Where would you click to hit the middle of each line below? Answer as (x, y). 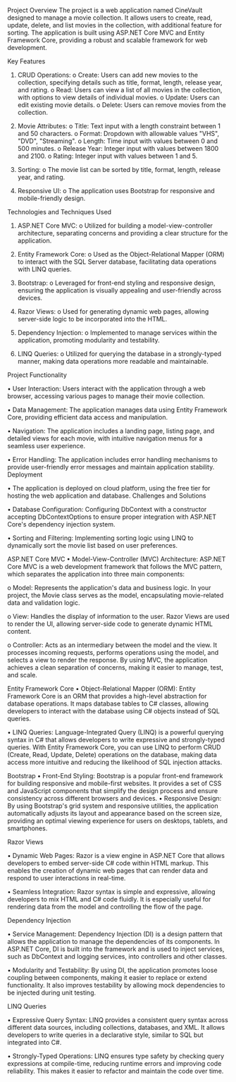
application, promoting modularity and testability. (88, 340)
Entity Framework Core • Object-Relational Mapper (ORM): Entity (101, 689)
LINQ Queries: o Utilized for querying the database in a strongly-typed (119, 354)
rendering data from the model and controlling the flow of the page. (105, 906)
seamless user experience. (46, 446)
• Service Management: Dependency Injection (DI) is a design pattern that (115, 934)
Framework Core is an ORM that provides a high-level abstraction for (107, 696)
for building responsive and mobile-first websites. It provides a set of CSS (114, 783)
